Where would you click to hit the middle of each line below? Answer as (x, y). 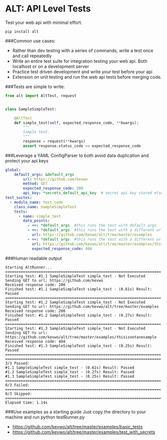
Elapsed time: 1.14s (27, 402)
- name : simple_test (40, 216)
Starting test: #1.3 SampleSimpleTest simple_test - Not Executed (75, 328)
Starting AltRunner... (29, 267)
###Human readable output (34, 258)
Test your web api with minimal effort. (44, 22)
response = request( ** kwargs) (54, 142)
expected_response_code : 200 (53, 188)
